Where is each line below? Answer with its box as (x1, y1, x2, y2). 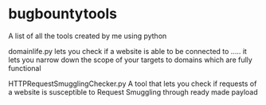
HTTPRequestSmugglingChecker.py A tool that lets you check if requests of (8, 79, 257, 88)
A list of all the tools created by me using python (8, 31, 167, 41)
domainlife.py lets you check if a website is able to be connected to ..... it (8, 46, 247, 56)
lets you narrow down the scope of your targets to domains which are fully (8, 55, 252, 64)
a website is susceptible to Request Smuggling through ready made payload (8, 87, 259, 96)
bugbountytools (8, 5, 118, 23)
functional (8, 63, 41, 72)
